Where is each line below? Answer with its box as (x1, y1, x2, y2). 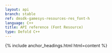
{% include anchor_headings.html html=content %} (5, 43, 108, 48)
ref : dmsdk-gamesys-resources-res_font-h (5, 16, 90, 21)
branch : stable (5, 12, 36, 16)
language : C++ (5, 20, 34, 26)
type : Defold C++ (5, 29, 40, 34)
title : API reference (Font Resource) (5, 25, 83, 30)
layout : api (5, 7, 29, 12)
